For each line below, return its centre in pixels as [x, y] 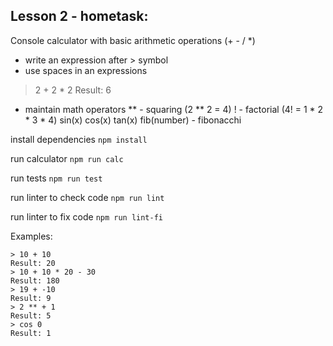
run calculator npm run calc [67, 158]
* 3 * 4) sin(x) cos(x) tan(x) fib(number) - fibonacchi [133, 120]
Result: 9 [31, 298]
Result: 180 [35, 280]
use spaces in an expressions [86, 70]
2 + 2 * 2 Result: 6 [73, 90]
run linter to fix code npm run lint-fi [87, 216]
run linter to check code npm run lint [87, 197]
